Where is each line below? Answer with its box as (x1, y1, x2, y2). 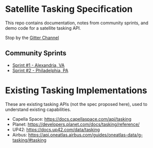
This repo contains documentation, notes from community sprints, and (5, 20, 149, 26)
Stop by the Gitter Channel (5, 35, 59, 41)
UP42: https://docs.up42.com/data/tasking (12, 126, 100, 132)
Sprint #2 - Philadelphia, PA (12, 67, 69, 73)
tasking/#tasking (12, 137, 47, 143)
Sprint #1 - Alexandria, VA (12, 62, 65, 68)
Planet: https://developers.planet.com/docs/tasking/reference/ (12, 121, 140, 127)
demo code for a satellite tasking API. (5, 25, 81, 31)
